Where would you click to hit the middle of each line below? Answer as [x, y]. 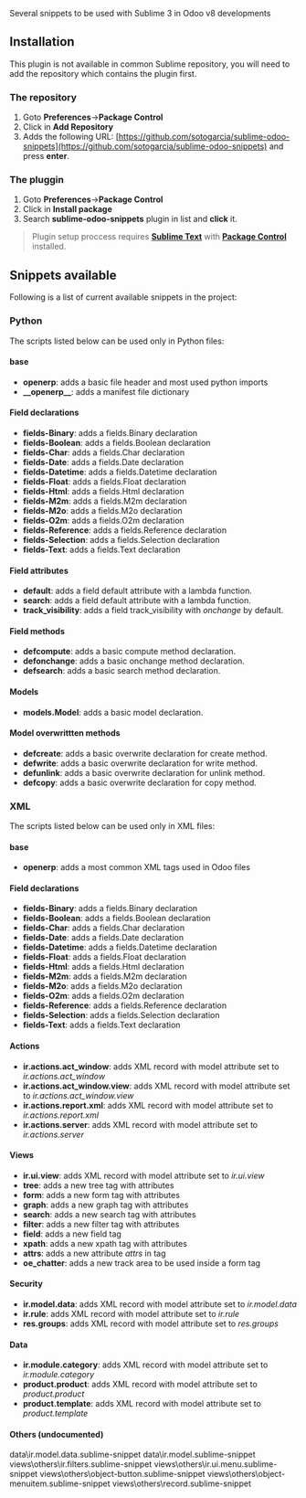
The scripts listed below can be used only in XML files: [112, 826]
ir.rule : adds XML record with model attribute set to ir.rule [131, 1314]
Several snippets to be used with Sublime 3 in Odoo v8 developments [140, 13]
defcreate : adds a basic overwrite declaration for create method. [145, 753]
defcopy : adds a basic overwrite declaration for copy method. [140, 782]
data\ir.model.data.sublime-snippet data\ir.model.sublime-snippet [132, 1455]
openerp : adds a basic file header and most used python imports [145, 382]
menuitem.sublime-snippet [60, 1483]
